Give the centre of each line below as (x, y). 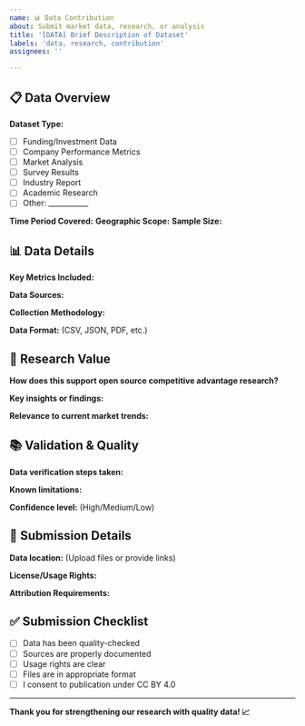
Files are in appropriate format (79, 674)
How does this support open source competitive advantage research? (144, 381)
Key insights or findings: (57, 398)
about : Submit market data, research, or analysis (107, 26)
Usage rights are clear (64, 663)
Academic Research (60, 193)
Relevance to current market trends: (79, 416)
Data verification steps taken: (67, 472)
